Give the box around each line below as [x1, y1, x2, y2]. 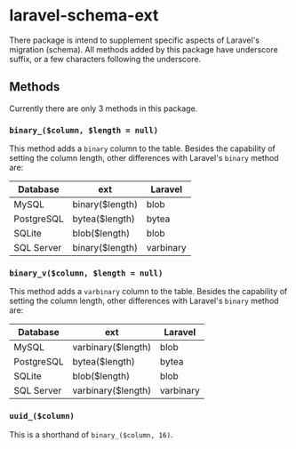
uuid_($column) [9, 411, 76, 421]
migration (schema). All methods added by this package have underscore [9, 44, 278, 54]
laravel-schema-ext [9, 5, 159, 26]
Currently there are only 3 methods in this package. [9, 103, 198, 114]
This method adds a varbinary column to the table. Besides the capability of [9, 286, 288, 297]
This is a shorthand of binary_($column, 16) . [9, 429, 173, 440]
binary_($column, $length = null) [9, 125, 158, 135]
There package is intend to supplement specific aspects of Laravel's [9, 35, 260, 45]
